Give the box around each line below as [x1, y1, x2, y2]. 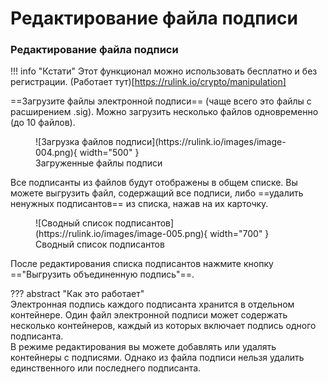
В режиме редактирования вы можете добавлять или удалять [10, 341, 277, 353]
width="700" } [209, 228, 270, 240]
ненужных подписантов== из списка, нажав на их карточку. [10, 198, 269, 210]
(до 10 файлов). [10, 117, 76, 129]
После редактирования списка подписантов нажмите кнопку [10, 258, 274, 270]
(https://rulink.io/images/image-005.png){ [35, 228, 208, 240]
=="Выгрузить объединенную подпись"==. [10, 268, 195, 281]
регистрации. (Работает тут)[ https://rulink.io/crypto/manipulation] [10, 76, 287, 88]
